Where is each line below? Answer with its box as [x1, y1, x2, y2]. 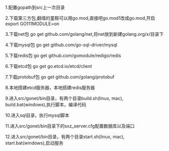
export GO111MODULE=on [5, 21, 60, 27]
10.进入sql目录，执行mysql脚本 [5, 112, 70, 118]
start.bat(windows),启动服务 [5, 140, 64, 146]
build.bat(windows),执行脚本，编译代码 [5, 102, 87, 107]
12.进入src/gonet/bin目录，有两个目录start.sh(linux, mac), [5, 134, 125, 139]
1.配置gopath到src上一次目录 [5, 5, 65, 10]
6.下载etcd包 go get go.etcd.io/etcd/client [5, 63, 92, 69]
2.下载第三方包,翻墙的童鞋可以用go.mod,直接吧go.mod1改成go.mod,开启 [5, 15, 155, 21]
